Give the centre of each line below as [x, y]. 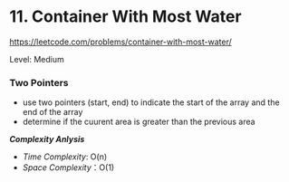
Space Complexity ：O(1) [68, 168]
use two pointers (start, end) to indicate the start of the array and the [151, 102]
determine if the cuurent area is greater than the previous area [139, 122]
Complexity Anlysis [47, 139]
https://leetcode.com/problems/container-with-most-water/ [121, 42]
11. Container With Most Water [125, 17]
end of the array [53, 112]
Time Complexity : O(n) [65, 157]
